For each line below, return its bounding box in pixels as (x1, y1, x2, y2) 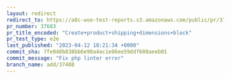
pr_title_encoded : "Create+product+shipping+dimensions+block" (6, 29, 192, 36)
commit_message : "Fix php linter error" (6, 55, 125, 62)
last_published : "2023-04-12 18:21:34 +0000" (6, 42, 139, 49)
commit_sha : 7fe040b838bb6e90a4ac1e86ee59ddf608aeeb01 (6, 49, 168, 56)
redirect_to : (6, 16, 44, 23)
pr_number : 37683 (6, 23, 57, 30)
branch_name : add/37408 (6, 61, 75, 68)
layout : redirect (6, 10, 57, 17)
